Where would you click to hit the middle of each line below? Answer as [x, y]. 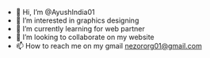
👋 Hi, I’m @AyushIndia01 [55, 12]
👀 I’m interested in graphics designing [77, 20]
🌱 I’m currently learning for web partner [80, 29]
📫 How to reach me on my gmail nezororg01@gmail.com [109, 46]
